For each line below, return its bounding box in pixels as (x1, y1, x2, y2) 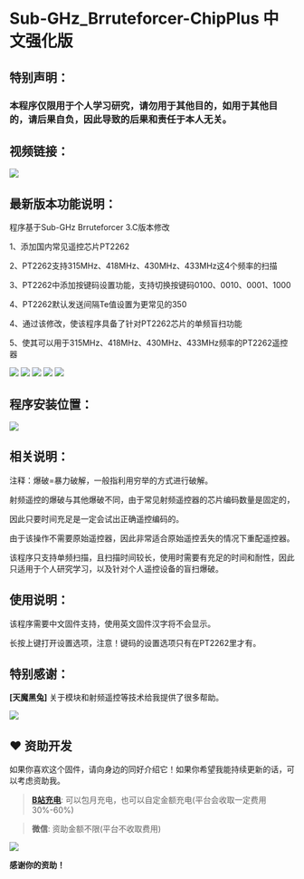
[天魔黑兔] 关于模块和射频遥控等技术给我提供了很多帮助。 (9, 692, 224, 703)
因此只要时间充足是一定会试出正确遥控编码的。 (9, 513, 184, 524)
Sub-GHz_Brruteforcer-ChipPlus (9, 8, 260, 29)
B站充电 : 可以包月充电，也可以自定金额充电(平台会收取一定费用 (31, 795, 267, 806)
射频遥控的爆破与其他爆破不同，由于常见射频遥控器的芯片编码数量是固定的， (9, 494, 295, 505)
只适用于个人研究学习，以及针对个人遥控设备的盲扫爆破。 (9, 563, 223, 574)
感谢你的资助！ (9, 860, 65, 871)
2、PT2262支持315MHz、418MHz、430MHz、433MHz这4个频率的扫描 (9, 260, 278, 272)
